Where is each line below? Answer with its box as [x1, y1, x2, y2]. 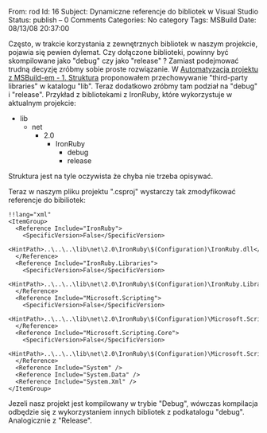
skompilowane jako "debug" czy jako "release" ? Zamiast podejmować [8, 56, 239, 65]
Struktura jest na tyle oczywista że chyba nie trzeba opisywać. [8, 171, 213, 181]
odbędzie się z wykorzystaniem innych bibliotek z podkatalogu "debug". [8, 408, 245, 416]
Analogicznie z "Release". [8, 415, 93, 425]
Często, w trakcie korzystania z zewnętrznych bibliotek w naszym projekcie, [8, 39, 258, 49]
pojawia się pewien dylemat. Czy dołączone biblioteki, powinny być [8, 48, 229, 57]
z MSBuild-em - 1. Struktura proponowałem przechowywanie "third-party [8, 73, 249, 82]
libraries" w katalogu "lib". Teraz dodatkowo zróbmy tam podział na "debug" [8, 81, 258, 91]
